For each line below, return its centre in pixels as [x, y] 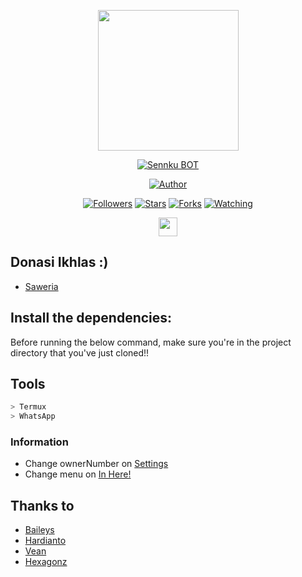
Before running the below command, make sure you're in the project [151, 342]
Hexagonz [46, 562]
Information [39, 442]
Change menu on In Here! [78, 474]
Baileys [39, 530]
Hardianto [45, 541]
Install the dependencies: [91, 318]
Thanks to [42, 505]
